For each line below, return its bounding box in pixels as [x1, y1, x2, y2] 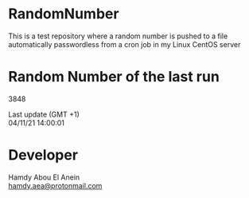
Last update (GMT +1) [8, 109, 80, 119]
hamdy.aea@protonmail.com [8, 180, 103, 190]
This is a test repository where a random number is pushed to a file [8, 31, 228, 41]
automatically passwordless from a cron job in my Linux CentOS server [8, 39, 241, 49]
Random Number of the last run [8, 68, 220, 86]
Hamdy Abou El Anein [8, 172, 80, 182]
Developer [8, 146, 78, 164]
